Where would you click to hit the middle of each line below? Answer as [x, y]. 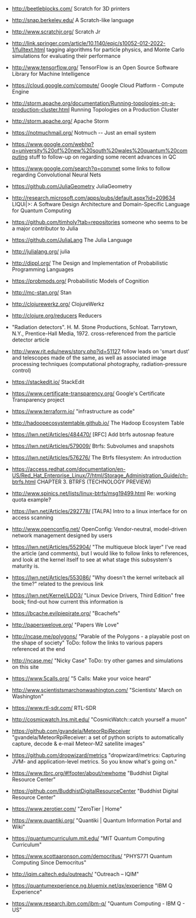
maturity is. [26, 566]
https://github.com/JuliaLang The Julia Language [72, 240]
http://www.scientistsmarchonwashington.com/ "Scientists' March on [97, 690]
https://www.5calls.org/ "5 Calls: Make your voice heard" [81, 678]
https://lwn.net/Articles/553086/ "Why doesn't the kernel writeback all [98, 577]
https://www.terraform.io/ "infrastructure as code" [73, 411]
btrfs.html [24, 482]
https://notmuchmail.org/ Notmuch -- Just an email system [84, 133]
